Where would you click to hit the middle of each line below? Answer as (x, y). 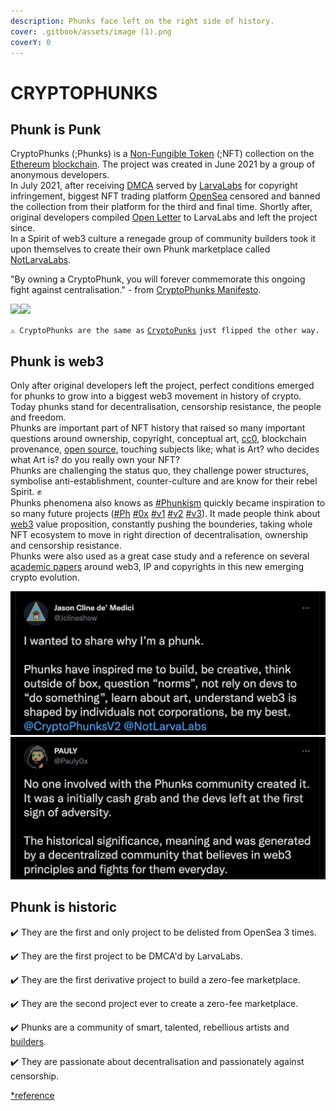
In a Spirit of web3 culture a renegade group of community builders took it (163, 239)
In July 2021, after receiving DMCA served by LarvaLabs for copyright (154, 186)
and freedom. (38, 417)
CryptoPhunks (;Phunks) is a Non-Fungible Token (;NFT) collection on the (162, 154)
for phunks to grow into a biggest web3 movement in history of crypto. (156, 396)
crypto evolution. (45, 577)
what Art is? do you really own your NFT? (95, 460)
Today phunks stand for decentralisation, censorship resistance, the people (166, 407)
